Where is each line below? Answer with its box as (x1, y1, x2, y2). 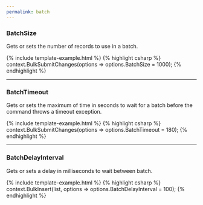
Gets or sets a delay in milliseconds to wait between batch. (6, 167, 153, 174)
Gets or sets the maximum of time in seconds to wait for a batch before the (6, 102, 193, 109)
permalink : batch (6, 8, 50, 15)
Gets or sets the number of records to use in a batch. (6, 42, 138, 50)
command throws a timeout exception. (6, 108, 102, 116)
